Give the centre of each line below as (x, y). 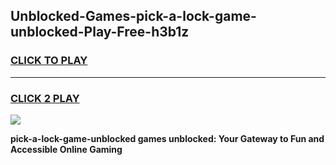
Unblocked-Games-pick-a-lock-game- (133, 16)
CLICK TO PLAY (49, 61)
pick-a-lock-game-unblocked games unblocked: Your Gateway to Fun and (167, 138)
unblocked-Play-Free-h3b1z (100, 32)
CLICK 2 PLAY (45, 98)
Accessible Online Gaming (66, 149)
